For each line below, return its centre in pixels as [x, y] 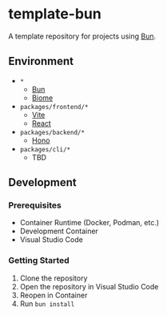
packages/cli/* [45, 149]
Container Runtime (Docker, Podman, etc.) [89, 223]
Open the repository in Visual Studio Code [89, 286]
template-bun [55, 14]
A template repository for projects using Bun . [82, 36]
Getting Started [39, 260]
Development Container [59, 231]
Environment [41, 61]
